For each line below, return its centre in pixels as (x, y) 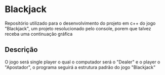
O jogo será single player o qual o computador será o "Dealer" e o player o (82, 62)
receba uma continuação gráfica (39, 34)
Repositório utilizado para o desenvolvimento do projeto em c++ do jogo (80, 23)
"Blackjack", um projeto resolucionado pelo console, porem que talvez (78, 28)
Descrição (21, 50)
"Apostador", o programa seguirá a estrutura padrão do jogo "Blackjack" (80, 67)
